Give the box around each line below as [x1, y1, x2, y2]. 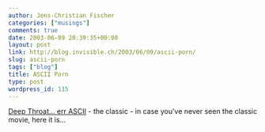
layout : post [8, 41, 51, 49]
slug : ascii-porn [8, 56, 66, 64]
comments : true [8, 26, 59, 34]
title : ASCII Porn [8, 70, 69, 78]
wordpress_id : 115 [8, 85, 69, 93]
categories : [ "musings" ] [8, 19, 90, 27]
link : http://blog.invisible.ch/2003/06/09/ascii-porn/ [8, 48, 196, 56]
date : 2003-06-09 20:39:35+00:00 [8, 33, 119, 42]
